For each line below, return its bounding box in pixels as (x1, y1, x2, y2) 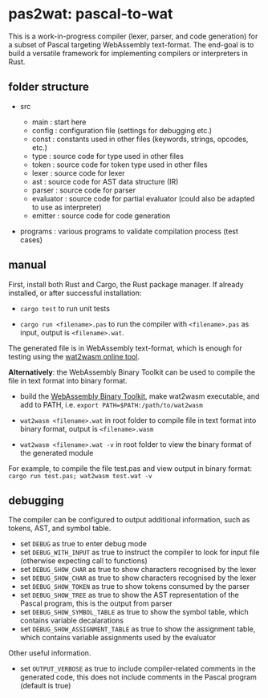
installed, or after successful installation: (8, 288, 142, 298)
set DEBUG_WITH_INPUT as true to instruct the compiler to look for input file (19, 547, 260, 558)
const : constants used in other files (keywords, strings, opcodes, (31, 134, 249, 144)
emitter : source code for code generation (31, 210, 171, 221)
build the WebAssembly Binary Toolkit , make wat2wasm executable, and (19, 391, 260, 401)
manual (8, 258, 47, 272)
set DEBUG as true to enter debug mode (19, 539, 147, 549)
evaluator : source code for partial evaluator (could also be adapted (31, 193, 255, 203)
